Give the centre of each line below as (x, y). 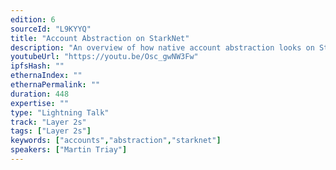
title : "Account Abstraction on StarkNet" (100, 38)
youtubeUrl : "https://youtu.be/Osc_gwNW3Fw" (104, 57)
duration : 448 (40, 94)
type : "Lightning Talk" (60, 112)
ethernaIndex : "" (46, 76)
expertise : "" (40, 103)
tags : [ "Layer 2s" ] (51, 131)
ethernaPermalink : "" (55, 85)
